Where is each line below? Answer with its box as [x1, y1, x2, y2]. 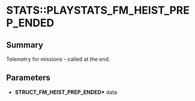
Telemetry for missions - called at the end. [6, 56, 110, 62]
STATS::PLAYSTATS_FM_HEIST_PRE [6, 4, 190, 17]
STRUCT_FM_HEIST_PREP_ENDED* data [14, 89, 117, 96]
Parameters [6, 72, 51, 83]
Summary [6, 40, 44, 50]
